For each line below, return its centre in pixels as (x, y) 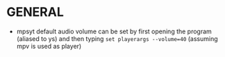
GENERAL (35, 12)
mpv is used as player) (49, 46)
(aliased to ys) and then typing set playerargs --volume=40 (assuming (117, 38)
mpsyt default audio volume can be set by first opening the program (114, 31)
